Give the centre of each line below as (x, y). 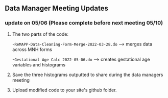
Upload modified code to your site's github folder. (64, 90)
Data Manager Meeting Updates (56, 8)
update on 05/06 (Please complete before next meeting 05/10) (84, 23)
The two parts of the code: (40, 34)
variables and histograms (39, 65)
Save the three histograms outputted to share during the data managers (88, 75)
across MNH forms (32, 49)
